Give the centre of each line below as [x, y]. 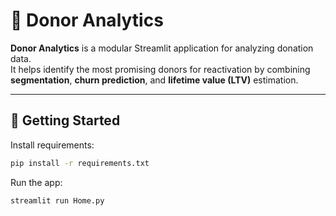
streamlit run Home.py [57, 200]
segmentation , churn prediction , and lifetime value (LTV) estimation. [154, 80]
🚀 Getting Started [65, 120]
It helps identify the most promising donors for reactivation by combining [160, 69]
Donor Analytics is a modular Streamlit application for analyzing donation [162, 48]
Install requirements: [52, 145]
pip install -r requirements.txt [80, 163]
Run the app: [36, 182]
